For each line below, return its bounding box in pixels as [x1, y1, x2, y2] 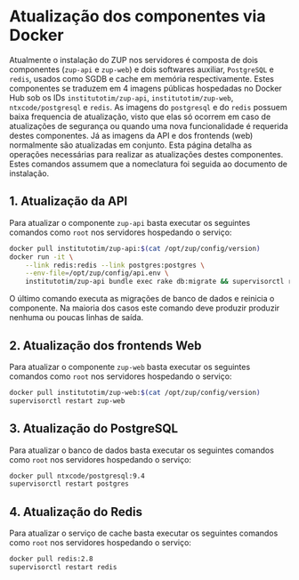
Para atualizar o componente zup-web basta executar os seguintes [9, 361, 251, 372]
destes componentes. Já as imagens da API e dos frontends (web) [9, 130, 254, 141]
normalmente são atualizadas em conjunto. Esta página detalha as [9, 140, 252, 150]
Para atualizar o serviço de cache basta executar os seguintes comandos [9, 528, 279, 539]
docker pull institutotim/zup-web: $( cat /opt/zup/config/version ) [9, 388, 261, 397]
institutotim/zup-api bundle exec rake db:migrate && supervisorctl [25, 278, 285, 286]
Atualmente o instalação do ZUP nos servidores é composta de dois [9, 54, 258, 65]
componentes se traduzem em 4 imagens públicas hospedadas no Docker [9, 83, 282, 93]
